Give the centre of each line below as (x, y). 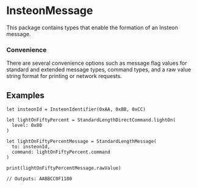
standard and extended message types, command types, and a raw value (99, 70)
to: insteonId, (31, 147)
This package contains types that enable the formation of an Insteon (92, 27)
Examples (25, 95)
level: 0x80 (27, 126)
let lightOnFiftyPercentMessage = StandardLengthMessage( (81, 142)
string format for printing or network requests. (64, 76)
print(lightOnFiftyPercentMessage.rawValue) (64, 168)
